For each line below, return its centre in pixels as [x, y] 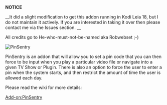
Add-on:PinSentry [24, 97]
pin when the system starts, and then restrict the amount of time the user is [83, 72]
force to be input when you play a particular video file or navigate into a [79, 62]
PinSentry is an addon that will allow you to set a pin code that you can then [83, 56]
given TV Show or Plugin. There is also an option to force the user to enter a [83, 67]
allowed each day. [24, 78]
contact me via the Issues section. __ [43, 27]
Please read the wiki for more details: [44, 87]
